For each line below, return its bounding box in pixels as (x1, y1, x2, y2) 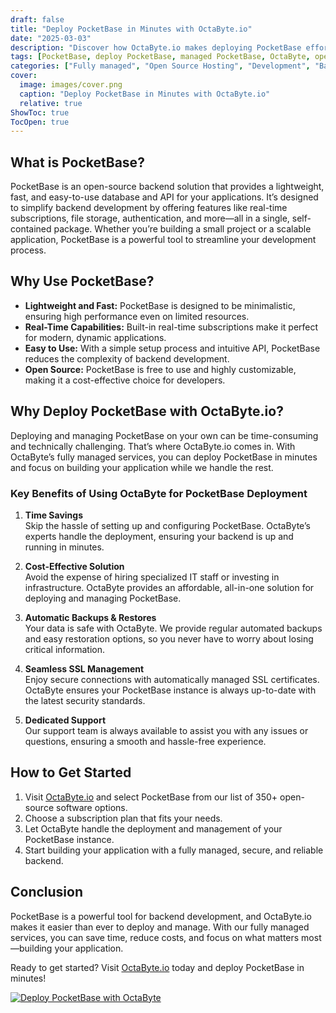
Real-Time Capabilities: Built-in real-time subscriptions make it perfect (24, 321, 319, 333)
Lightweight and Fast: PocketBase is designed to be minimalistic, (24, 299, 296, 311)
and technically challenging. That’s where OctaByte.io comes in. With (10, 440, 296, 452)
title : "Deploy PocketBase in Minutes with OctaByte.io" (10, 24, 253, 34)
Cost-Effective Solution (24, 560, 125, 572)
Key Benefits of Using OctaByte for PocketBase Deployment (10, 486, 308, 500)
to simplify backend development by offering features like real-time (10, 202, 288, 214)
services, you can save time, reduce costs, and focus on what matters (10, 931, 300, 943)
